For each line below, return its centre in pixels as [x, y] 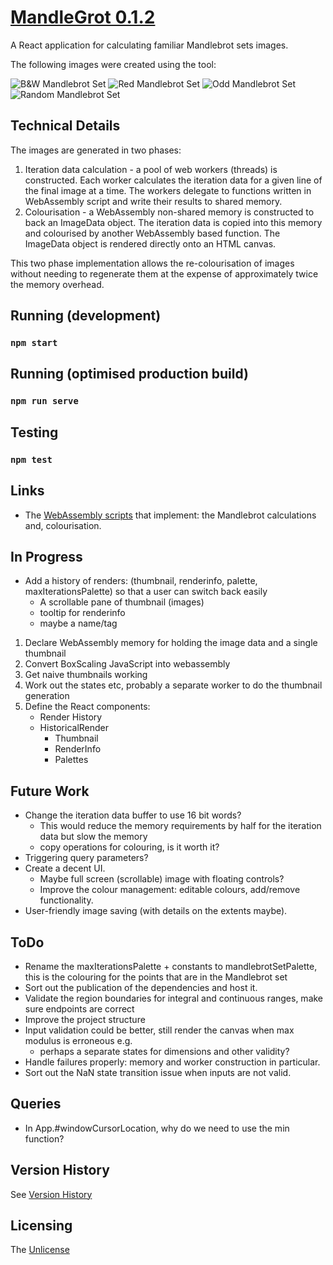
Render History [71, 717]
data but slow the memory [93, 837]
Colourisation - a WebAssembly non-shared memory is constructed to [169, 212]
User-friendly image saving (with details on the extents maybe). [156, 911]
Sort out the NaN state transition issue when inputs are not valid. [158, 1072]
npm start [34, 343]
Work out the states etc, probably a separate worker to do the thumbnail [173, 685]
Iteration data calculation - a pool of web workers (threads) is [151, 169]
